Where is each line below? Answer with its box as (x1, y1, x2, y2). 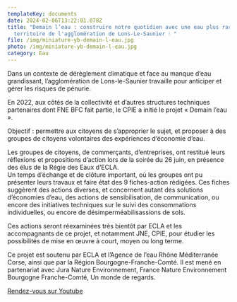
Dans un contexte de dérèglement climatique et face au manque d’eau (7, 69, 212, 78)
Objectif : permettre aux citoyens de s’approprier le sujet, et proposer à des (7, 127, 226, 135)
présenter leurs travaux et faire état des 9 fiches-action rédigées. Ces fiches (7, 178, 230, 186)
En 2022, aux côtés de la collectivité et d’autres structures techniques (7, 98, 210, 106)
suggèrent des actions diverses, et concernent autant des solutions (7, 185, 203, 194)
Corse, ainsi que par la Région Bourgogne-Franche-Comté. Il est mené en (7, 257, 221, 266)
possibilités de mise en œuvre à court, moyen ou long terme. (7, 236, 184, 245)
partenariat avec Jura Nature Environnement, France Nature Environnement (7, 265, 227, 274)
